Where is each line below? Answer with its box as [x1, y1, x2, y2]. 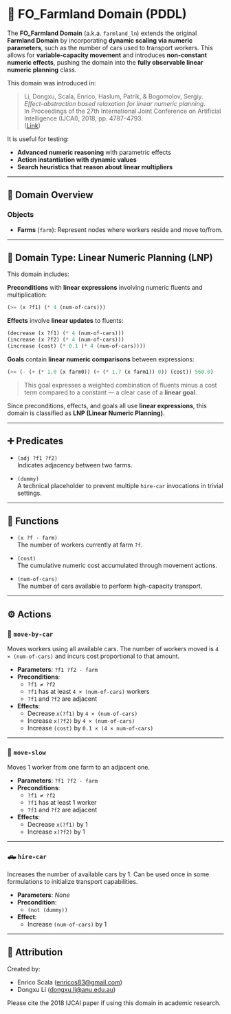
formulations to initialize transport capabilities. [7, 877, 138, 885]
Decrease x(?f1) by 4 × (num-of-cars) [27, 709, 138, 718]
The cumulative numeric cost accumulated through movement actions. [16, 561, 218, 570]
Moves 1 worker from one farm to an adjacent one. [7, 763, 150, 772]
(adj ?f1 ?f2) [16, 454, 58, 462]
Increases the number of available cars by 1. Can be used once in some [7, 870, 210, 878]
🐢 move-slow [7, 748, 46, 757]
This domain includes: [7, 270, 70, 278]
